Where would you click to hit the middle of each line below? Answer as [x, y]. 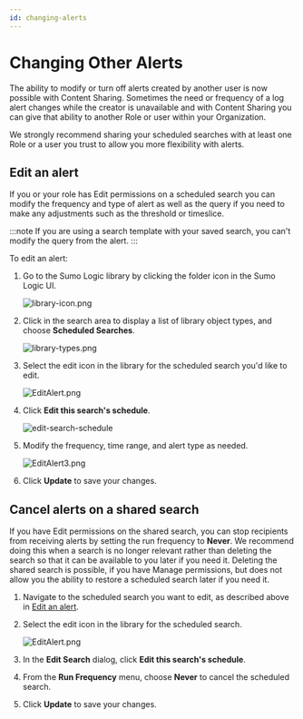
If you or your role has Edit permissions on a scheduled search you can [142, 194]
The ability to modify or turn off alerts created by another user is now [138, 88]
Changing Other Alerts [96, 62]
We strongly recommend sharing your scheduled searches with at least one [151, 134]
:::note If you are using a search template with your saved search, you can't [150, 231]
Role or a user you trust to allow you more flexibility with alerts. [127, 144]
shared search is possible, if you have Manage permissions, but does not [146, 570]
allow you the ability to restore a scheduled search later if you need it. [140, 580]
